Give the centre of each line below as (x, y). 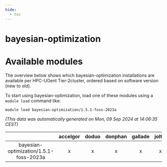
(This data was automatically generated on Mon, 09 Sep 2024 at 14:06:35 (81, 119)
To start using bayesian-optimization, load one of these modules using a (79, 95)
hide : (11, 10)
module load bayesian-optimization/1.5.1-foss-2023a (61, 110)
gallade (141, 136)
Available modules (44, 61)
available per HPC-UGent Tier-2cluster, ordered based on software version (82, 80)
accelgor (70, 136)
